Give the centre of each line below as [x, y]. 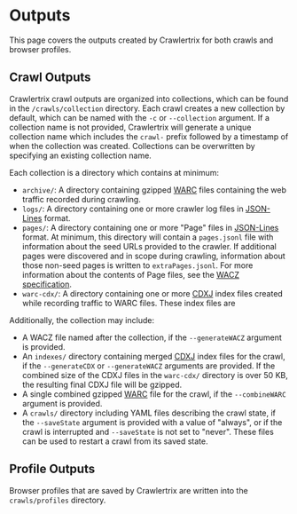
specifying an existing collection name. [81, 155]
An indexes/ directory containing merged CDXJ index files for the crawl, [153, 356]
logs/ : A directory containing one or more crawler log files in [133, 209]
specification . [47, 284]
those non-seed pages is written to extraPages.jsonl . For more [137, 265]
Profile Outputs [52, 469]
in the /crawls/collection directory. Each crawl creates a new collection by [147, 108]
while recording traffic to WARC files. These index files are [129, 303]
